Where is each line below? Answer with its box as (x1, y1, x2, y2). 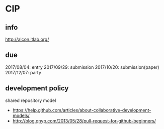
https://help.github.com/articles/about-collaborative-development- (12, 107, 151, 113)
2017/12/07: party (5, 69, 42, 75)
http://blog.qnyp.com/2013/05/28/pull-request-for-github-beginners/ (12, 117, 156, 123)
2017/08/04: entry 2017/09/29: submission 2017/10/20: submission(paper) (5, 64, 159, 70)
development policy (5, 84, 69, 93)
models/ (12, 112, 30, 118)
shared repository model (5, 97, 56, 103)
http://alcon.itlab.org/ (5, 36, 49, 42)
